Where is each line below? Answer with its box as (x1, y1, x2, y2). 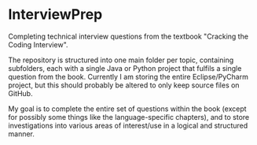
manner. (8, 128, 35, 139)
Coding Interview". (8, 39, 68, 49)
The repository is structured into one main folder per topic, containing (8, 55, 234, 65)
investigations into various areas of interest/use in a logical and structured (8, 121, 248, 130)
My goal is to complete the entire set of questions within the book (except (8, 104, 247, 113)
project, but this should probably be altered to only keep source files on (8, 80, 240, 90)
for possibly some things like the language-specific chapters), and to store (8, 112, 250, 121)
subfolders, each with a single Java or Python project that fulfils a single (8, 63, 242, 72)
